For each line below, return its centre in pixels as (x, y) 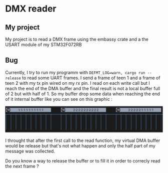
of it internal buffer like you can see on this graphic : (59, 99)
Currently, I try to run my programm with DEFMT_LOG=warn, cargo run (75, 72)
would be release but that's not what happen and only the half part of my (80, 146)
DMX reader (31, 9)
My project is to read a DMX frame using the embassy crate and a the (77, 39)
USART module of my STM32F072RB (43, 45)
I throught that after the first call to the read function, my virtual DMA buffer (83, 140)
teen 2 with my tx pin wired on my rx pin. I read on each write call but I (77, 83)
